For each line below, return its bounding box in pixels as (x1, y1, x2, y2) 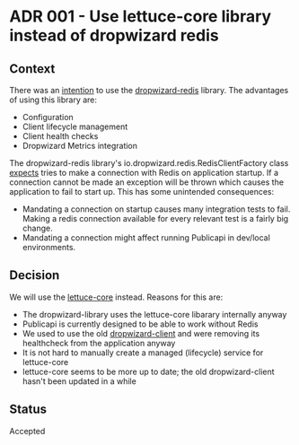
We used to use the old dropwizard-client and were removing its (22, 327, 260, 338)
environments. (22, 242, 76, 252)
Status (9, 402, 48, 417)
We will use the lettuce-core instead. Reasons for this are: (9, 292, 224, 302)
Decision (9, 267, 60, 284)
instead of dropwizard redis (9, 25, 219, 46)
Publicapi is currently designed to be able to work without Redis (22, 318, 259, 329)
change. (22, 222, 53, 233)
